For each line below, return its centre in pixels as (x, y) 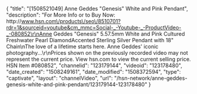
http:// (14, 21)
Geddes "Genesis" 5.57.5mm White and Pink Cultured (119, 34)
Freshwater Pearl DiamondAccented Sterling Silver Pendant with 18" (90, 40)
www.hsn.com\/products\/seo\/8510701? (71, 21)
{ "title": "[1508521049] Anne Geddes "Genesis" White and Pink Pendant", (97, 9)
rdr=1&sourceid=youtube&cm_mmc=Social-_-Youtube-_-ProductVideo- (94, 27)
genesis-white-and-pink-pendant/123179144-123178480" (77, 84)
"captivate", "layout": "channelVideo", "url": (60, 78)
